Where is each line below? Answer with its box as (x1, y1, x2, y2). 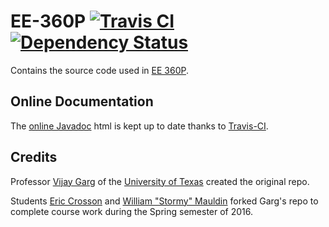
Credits (10, 149, 58, 166)
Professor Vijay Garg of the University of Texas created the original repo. (10, 175, 310, 187)
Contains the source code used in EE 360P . (10, 64, 190, 76)
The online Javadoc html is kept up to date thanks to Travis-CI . (10, 120, 269, 132)
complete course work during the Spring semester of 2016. (10, 205, 254, 217)
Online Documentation (10, 93, 154, 110)
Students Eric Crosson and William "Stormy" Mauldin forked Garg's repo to (10, 195, 319, 207)
